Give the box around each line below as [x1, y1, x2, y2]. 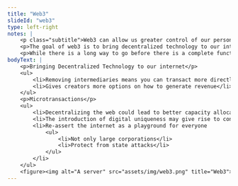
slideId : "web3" [7, 17, 55, 24]
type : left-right [7, 23, 59, 30]
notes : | [7, 30, 33, 37]
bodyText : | [7, 57, 42, 64]
